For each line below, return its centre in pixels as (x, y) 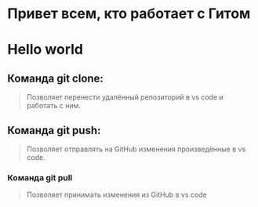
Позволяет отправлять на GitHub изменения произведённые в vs (136, 149)
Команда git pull (40, 177)
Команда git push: (54, 130)
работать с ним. (54, 106)
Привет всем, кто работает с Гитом (129, 14)
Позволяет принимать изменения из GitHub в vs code (116, 195)
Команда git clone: (55, 78)
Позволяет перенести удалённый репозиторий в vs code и (125, 97)
